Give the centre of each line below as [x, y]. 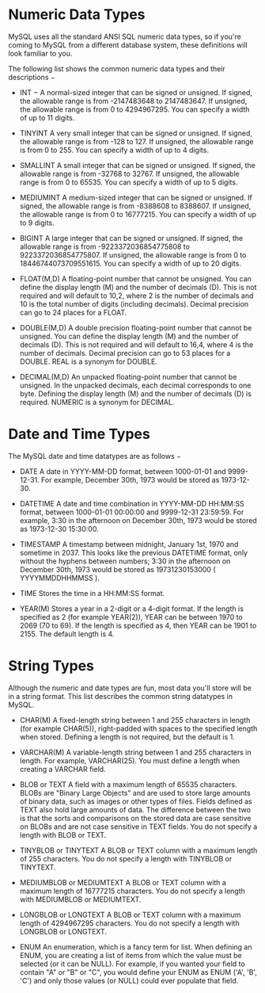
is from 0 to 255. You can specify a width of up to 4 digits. [114, 150]
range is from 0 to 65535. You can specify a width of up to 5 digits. [129, 182]
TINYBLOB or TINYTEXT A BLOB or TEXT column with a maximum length [138, 850]
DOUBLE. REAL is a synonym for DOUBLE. [89, 361]
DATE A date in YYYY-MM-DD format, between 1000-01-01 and [123, 471]
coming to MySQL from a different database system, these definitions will [128, 44]
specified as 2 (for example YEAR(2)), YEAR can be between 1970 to [131, 617]
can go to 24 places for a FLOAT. [73, 312]
